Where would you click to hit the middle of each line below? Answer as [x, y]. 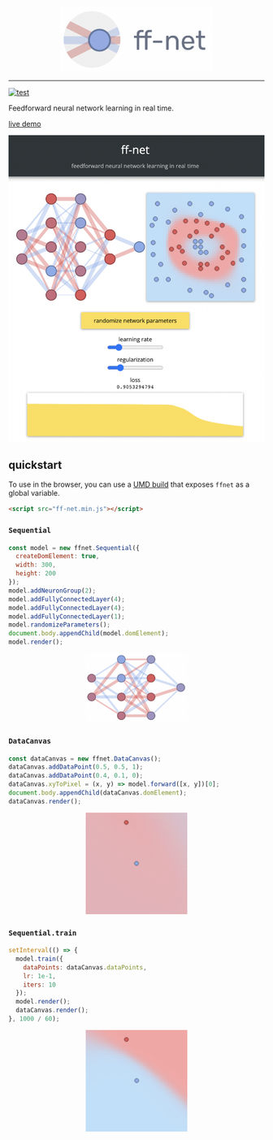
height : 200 [36, 574]
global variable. [34, 493]
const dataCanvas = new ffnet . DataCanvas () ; [85, 759]
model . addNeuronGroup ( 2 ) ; [52, 591]
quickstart [35, 465]
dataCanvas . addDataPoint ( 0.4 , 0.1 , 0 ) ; [76, 776]
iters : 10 [40, 985]
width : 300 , [36, 565]
